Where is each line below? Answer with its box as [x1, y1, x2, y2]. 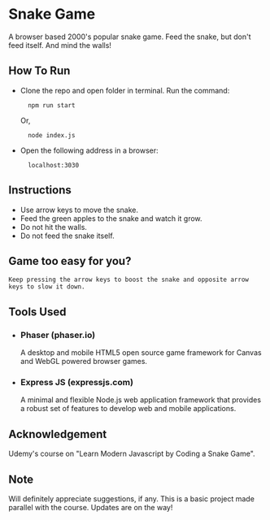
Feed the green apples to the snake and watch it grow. [20, 213, 202, 223]
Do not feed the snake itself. [20, 231, 115, 240]
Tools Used [8, 305, 67, 318]
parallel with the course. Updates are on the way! [8, 502, 173, 512]
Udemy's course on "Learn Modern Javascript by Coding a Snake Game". [8, 448, 255, 459]
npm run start [28, 101, 76, 110]
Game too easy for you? [8, 253, 132, 268]
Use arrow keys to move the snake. [20, 205, 138, 214]
